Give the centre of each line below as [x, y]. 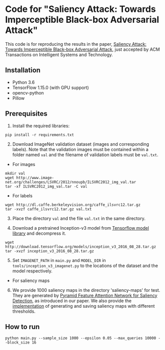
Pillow [18, 98]
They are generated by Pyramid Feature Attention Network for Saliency [85, 295]
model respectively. [32, 271]
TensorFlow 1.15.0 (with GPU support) [51, 87]
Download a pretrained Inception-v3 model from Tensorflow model [81, 228]
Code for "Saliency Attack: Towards [81, 9]
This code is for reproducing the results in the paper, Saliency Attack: [76, 44]
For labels [22, 195]
